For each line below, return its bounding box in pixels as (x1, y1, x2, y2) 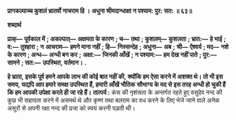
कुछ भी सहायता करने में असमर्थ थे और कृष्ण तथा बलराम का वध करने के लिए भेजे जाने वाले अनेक (7, 96, 220, 105)
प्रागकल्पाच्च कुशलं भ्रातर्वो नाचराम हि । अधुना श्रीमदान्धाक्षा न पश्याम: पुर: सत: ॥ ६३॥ (7, 7, 192, 15)
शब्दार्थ (7, 21, 22, 29)
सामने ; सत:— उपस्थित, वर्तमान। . (7, 58, 87, 67)
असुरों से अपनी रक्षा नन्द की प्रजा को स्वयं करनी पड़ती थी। (7, 104, 136, 112)
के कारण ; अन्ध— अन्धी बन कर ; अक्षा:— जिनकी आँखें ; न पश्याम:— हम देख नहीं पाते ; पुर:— (7, 51, 217, 59)
